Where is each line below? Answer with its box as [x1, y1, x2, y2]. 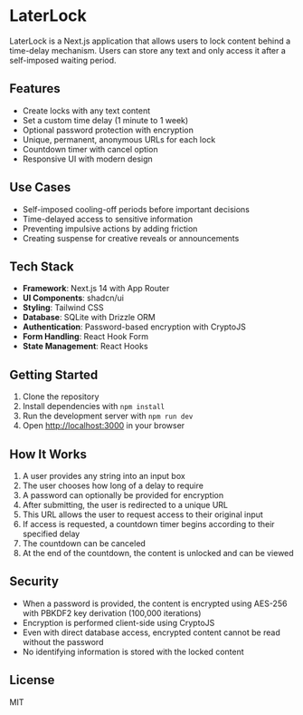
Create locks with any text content [22, 105, 151, 116]
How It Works [9, 446, 88, 462]
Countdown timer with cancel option [22, 143, 158, 154]
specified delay [22, 528, 80, 539]
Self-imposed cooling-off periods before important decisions [22, 203, 251, 214]
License [9, 672, 55, 688]
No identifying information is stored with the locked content [22, 646, 244, 657]
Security [9, 573, 59, 590]
